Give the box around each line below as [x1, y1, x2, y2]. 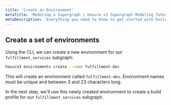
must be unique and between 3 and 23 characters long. [5, 79, 122, 85]
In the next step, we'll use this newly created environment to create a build [5, 89, 161, 95]
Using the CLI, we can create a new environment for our [5, 49, 123, 55]
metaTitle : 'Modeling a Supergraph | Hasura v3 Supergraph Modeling [5, 12, 154, 17]
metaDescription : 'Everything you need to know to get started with [5, 17, 154, 22]
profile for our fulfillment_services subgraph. [5, 94, 104, 100]
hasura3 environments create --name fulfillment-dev [5, 64, 120, 69]
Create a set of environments [5, 36, 100, 44]
